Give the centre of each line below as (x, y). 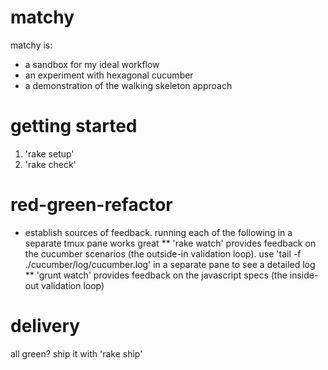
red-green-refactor (91, 205)
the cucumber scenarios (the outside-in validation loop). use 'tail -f (163, 253)
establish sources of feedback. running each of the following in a (158, 232)
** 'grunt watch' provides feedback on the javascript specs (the (156, 275)
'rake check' (50, 164)
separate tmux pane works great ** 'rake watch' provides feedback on (170, 243)
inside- (304, 275)
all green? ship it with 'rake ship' (76, 353)
